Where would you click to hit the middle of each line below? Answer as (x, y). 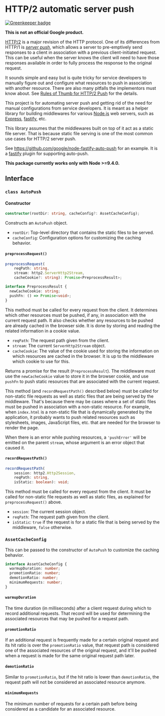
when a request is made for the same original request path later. (70, 656)
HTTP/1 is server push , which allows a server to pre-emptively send (74, 47)
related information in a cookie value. (43, 331)
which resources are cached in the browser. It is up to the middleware (83, 356)
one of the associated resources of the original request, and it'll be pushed (81, 650)
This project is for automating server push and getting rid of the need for (79, 103)
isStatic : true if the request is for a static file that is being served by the (86, 522)
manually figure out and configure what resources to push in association (79, 83)
